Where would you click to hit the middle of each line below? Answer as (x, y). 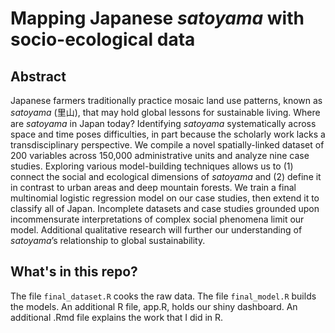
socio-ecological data (103, 39)
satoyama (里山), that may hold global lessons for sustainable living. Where (165, 112)
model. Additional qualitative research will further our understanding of (156, 230)
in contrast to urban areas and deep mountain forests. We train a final (153, 187)
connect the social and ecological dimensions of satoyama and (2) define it (166, 176)
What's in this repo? (74, 272)
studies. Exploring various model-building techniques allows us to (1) (152, 166)
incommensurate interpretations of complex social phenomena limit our (157, 219)
